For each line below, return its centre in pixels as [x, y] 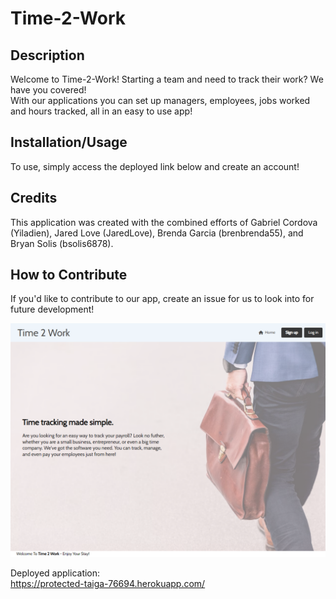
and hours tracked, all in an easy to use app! [101, 111]
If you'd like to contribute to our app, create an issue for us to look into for [162, 299]
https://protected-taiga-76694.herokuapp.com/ [108, 583]
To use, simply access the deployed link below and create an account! [155, 166]
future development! [52, 309]
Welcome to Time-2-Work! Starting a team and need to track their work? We [167, 79]
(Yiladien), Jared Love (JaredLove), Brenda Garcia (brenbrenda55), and [157, 233]
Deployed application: [55, 573]
